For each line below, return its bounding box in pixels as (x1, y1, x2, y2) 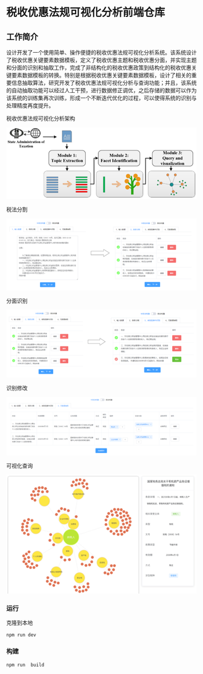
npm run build (6, 662, 45, 668)
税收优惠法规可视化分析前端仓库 (6, 5, 166, 19)
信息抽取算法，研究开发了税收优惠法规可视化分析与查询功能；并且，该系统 (11, 79, 197, 86)
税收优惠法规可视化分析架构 (6, 115, 76, 122)
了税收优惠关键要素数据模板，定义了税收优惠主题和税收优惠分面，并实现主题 (6, 56, 197, 64)
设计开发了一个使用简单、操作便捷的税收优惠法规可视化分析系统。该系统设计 (6, 49, 197, 56)
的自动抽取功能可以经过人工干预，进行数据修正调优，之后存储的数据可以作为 (6, 87, 197, 94)
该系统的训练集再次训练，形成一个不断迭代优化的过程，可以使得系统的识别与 (6, 95, 197, 101)
